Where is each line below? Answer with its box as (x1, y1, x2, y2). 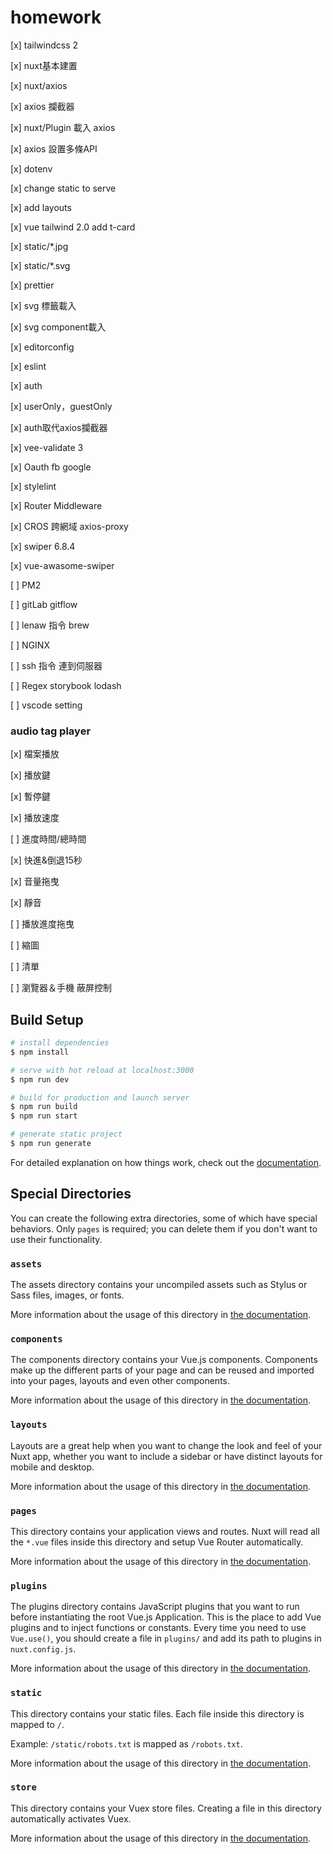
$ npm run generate (10, 1139, 92, 1149)
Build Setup (10, 1011, 84, 1028)
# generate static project (10, 1129, 123, 1140)
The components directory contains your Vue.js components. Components (10, 1354, 318, 1366)
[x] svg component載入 (10, 321, 107, 333)
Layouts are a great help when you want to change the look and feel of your (10, 1439, 323, 1451)
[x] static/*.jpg (10, 240, 69, 252)
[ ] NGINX (10, 639, 50, 651)
